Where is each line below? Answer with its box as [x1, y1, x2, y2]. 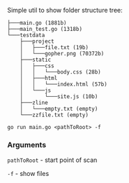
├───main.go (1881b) [7, 20, 68, 27]
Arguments [7, 140, 47, 149]
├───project [20, 38, 54, 45]
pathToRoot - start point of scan [7, 156, 98, 164]
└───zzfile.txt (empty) [20, 111, 89, 118]
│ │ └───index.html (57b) [20, 81, 108, 88]
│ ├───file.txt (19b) [20, 44, 89, 51]
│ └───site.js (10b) [20, 93, 98, 100]
